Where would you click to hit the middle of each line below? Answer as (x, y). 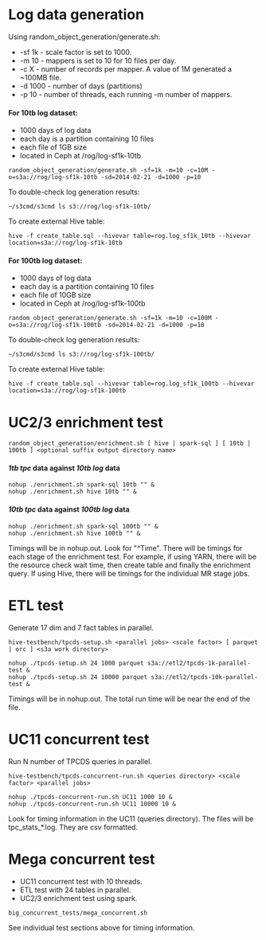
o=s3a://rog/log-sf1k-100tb (55, 325)
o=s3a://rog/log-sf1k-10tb (53, 177)
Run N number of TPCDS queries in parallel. (80, 761)
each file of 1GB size (53, 147)
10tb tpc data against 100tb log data (69, 509)
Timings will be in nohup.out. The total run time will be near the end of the (129, 699)
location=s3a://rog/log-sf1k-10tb (66, 243)
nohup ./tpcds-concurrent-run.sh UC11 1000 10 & (90, 797)
